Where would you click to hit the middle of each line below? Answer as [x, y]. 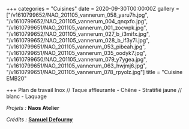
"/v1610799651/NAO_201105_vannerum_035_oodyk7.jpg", [76, 53]
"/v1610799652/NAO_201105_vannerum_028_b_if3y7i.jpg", [78, 40]
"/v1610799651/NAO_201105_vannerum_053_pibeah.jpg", [76, 47]
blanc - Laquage [26, 96]
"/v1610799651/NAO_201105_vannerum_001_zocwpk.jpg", [77, 27]
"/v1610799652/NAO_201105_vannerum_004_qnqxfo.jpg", [77, 21]
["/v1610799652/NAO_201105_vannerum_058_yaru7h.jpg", [77, 15]
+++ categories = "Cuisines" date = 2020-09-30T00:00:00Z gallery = [93, 9]
